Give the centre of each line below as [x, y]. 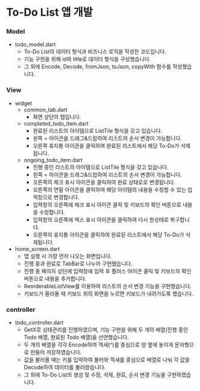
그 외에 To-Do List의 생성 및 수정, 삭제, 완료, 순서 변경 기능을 [95, 375]
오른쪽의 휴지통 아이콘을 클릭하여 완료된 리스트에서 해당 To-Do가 [108, 234]
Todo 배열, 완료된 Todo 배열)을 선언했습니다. [76, 338]
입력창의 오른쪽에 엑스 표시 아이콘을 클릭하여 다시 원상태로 [101, 219]
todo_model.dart [35, 44]
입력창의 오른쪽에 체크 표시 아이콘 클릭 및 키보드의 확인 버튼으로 [107, 204]
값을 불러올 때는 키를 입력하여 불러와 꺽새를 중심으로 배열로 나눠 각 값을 [107, 360]
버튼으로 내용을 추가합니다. [55, 278]
